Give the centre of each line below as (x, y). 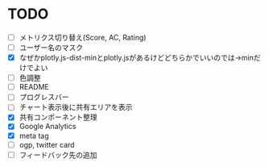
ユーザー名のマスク (51, 48)
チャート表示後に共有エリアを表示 (76, 107)
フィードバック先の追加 (58, 155)
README (34, 87)
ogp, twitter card (47, 144)
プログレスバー (44, 97)
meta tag (34, 136)
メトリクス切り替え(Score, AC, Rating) (83, 37)
